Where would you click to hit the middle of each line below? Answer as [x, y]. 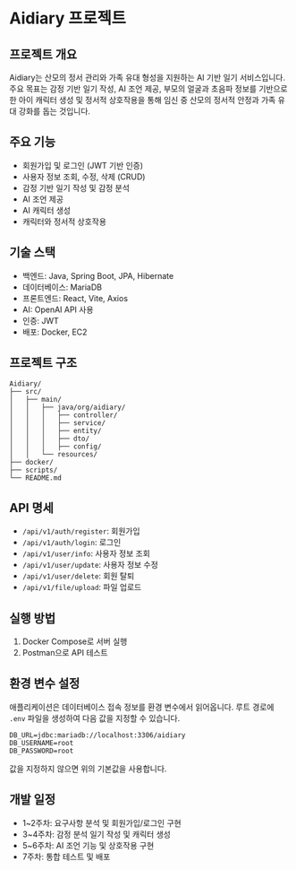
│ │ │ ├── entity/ [55, 431]
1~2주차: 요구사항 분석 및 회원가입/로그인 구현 [101, 822]
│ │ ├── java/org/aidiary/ [68, 408]
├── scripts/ [34, 470]
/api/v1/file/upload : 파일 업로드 [82, 587]
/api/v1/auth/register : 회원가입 [81, 531]
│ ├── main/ [36, 400]
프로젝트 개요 [43, 54]
